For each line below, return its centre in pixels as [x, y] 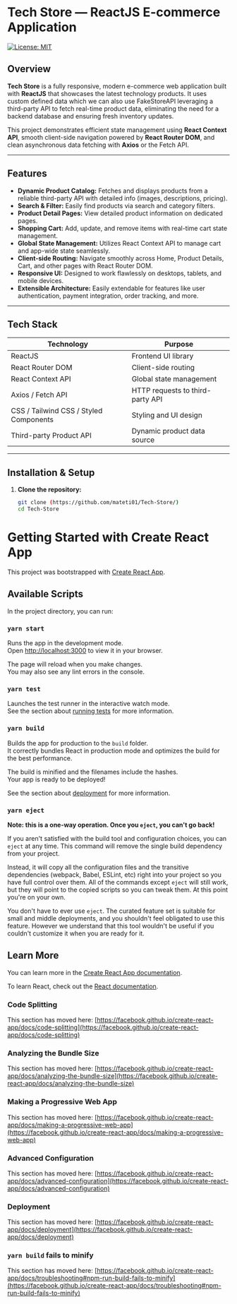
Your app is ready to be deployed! [56, 779]
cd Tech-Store [38, 509]
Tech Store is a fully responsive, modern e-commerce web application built [117, 86]
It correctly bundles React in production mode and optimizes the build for [114, 750]
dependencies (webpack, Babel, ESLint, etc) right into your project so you [115, 874]
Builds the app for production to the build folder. [78, 743]
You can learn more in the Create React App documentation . [95, 972]
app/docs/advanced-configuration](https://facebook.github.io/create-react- [118, 1180]
